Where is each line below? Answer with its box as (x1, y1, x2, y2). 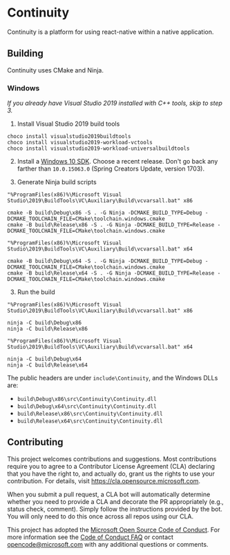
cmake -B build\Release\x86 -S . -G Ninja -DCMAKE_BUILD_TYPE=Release (7, 222, 215, 228)
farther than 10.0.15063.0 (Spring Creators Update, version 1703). (17, 164, 205, 173)
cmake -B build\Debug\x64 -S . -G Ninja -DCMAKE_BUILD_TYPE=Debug (7, 257, 202, 265)
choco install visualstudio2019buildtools (7, 133, 131, 140)
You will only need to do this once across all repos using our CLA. (7, 512, 194, 520)
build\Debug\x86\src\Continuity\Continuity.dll (17, 396, 157, 403)
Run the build (17, 288, 55, 296)
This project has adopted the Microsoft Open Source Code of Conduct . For (7, 525, 220, 534)
